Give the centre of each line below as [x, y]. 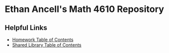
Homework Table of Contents [43, 39]
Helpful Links [26, 28]
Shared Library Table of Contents [47, 45]
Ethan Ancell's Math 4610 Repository [85, 9]
